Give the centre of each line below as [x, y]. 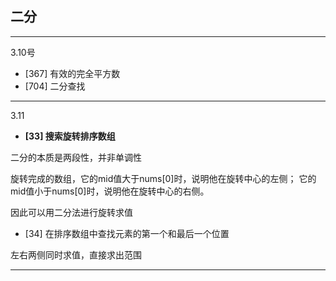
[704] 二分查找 [55, 86]
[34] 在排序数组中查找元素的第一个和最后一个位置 [127, 233]
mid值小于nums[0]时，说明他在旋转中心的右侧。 [110, 191]
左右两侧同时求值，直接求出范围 [76, 254]
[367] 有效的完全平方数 [72, 73]
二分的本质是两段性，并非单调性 [76, 157]
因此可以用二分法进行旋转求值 [71, 212]
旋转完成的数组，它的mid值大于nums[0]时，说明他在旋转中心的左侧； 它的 [163, 178]
